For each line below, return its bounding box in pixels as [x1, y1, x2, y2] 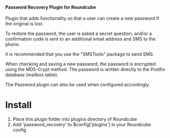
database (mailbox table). [5, 72, 58, 78]
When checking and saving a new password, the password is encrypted [5, 61, 156, 67]
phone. [5, 41, 20, 48]
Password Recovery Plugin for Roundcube [5, 4, 96, 10]
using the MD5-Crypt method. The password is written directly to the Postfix [5, 66, 165, 73]
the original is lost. [5, 21, 44, 27]
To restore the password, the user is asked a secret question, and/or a [5, 30, 152, 37]
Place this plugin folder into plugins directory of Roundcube [12, 116, 137, 122]
